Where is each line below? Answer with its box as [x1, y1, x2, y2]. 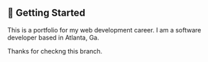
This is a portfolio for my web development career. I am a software [7, 25, 202, 34]
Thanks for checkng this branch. [7, 46, 103, 55]
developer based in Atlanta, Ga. [7, 33, 99, 42]
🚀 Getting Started [7, 7, 86, 19]
